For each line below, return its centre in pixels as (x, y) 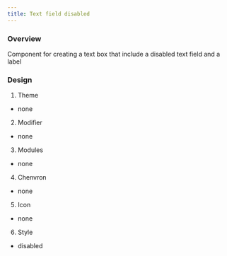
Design (20, 80)
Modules (30, 150)
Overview (24, 38)
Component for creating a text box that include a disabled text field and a (114, 54)
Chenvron (32, 178)
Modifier (30, 123)
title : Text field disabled (49, 14)
